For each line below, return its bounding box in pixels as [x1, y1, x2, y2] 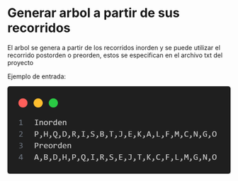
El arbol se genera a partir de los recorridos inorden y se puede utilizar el [7, 43, 221, 52]
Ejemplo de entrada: [7, 72, 66, 81]
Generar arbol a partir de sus [7, 5, 180, 21]
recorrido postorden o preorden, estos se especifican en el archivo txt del [7, 51, 223, 59]
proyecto [7, 58, 34, 66]
